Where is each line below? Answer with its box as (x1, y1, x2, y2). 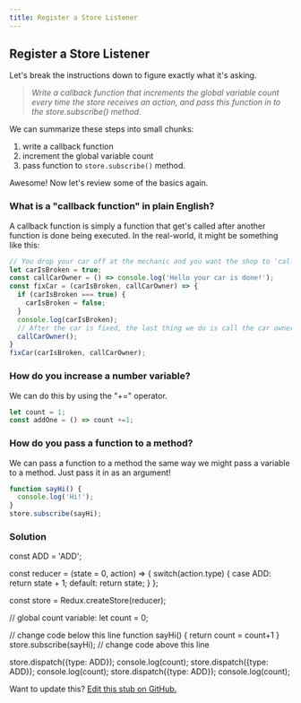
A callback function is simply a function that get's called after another (9, 221, 266, 231)
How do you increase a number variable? (9, 369, 191, 382)
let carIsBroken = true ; (9, 265, 102, 274)
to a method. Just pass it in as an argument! (9, 467, 172, 478)
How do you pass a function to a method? (9, 437, 193, 449)
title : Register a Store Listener (9, 13, 139, 22)
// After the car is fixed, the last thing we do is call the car (17, 324, 271, 333)
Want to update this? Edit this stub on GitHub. (9, 683, 177, 695)
